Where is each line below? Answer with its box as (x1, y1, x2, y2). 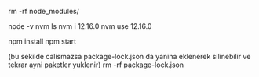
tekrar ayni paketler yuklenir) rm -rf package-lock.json (8, 60, 184, 69)
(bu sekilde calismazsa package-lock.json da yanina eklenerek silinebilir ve (8, 52, 251, 61)
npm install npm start (8, 37, 77, 46)
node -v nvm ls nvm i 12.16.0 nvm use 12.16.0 (8, 22, 152, 30)
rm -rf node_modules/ (8, 7, 80, 16)
